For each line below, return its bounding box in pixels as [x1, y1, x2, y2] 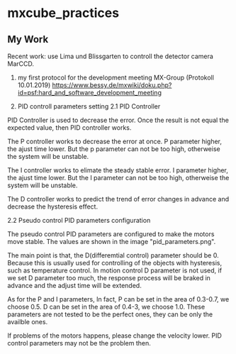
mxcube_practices [7, 5, 119, 21]
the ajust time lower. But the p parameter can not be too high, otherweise [7, 145, 221, 153]
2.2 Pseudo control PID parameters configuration [7, 216, 151, 224]
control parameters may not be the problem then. [7, 339, 151, 347]
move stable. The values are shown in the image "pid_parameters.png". [7, 238, 216, 245]
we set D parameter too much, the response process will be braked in [7, 274, 211, 282]
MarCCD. [7, 60, 34, 68]
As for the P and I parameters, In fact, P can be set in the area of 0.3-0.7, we [7, 295, 230, 303]
